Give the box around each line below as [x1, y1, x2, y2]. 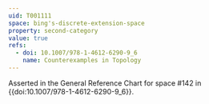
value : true [8, 34, 48, 42]
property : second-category [8, 26, 98, 34]
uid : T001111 [8, 11, 52, 20]
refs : [8, 42, 26, 50]
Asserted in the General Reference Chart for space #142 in [8, 78, 202, 88]
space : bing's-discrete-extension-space [8, 19, 146, 27]
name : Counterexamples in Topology [22, 57, 142, 65]
